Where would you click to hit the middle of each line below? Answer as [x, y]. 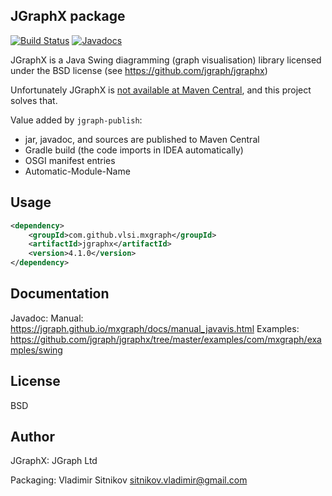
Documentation [60, 294]
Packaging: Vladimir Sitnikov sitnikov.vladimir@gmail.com [129, 480]
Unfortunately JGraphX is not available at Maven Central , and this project [161, 90]
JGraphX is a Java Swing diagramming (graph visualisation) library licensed [166, 60]
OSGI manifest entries [70, 160]
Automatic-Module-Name [77, 171]
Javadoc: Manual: [47, 318]
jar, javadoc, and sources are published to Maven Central [142, 139]
